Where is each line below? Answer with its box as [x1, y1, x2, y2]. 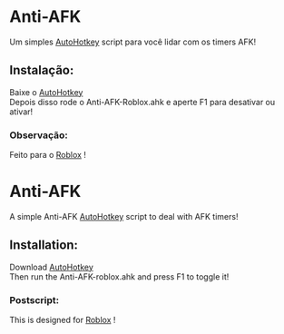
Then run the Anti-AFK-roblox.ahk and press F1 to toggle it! [9, 270, 230, 282]
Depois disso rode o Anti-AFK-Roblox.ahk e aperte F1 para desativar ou [9, 96, 276, 107]
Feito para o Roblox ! [9, 150, 86, 161]
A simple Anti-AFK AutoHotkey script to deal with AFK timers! [9, 211, 239, 221]
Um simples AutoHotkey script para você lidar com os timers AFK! [9, 36, 257, 47]
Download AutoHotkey [9, 261, 93, 272]
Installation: [9, 238, 79, 253]
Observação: [9, 129, 68, 142]
